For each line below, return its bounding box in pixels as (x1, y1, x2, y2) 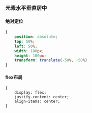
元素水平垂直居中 (5, 4, 47, 11)
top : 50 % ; (14, 39, 36, 44)
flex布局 (5, 74, 23, 80)
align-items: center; (14, 99, 60, 104)
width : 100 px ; (14, 48, 44, 54)
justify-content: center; (14, 95, 70, 100)
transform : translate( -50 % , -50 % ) (14, 58, 87, 63)
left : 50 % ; (14, 44, 38, 49)
